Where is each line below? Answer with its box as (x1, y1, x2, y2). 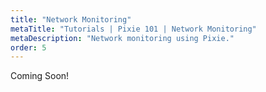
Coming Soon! (10, 70, 70, 82)
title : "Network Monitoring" (10, 14, 132, 25)
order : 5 (10, 42, 47, 53)
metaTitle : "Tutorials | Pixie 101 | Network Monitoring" (10, 24, 257, 34)
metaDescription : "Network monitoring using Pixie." (10, 33, 235, 43)
